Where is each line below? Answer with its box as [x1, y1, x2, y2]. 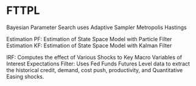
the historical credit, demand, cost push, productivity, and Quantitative [6, 66, 183, 73]
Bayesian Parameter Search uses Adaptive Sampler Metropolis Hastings [6, 24, 187, 31]
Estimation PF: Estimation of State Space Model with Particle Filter [6, 35, 172, 42]
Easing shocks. [6, 73, 44, 80]
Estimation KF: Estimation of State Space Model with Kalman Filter [6, 42, 172, 49]
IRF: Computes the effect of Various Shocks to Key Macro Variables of [6, 53, 183, 61]
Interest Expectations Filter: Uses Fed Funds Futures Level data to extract [6, 60, 191, 67]
